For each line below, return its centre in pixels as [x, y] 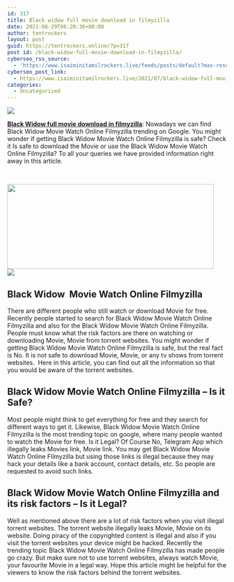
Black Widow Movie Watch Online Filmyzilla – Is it [116, 392]
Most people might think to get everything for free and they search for [108, 419]
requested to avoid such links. [50, 471]
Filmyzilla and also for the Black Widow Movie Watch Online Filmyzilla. [108, 325]
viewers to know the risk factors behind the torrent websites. [94, 572]
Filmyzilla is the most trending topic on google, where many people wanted [115, 434]
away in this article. [35, 161]
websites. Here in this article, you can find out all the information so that [111, 362]
